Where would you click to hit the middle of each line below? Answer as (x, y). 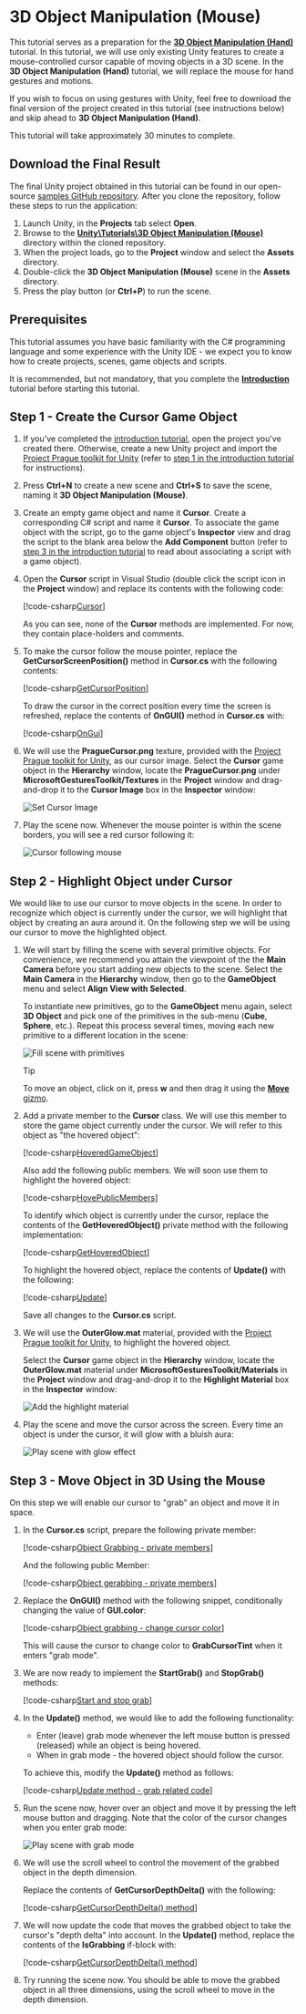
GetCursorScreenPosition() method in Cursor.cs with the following (150, 661)
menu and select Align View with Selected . (104, 989)
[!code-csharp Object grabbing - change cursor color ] (123, 1628)
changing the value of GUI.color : (84, 1610)
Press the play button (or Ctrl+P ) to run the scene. (117, 291)
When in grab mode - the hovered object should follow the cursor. (160, 1755)
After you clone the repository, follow (211, 196)
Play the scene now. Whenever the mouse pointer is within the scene (152, 825)
